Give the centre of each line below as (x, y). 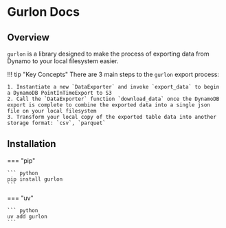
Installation (32, 144)
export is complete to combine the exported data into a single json (109, 105)
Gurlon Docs (44, 12)
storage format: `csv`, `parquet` (57, 123)
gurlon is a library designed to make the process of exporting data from (108, 54)
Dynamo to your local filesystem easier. (63, 61)
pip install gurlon (35, 179)
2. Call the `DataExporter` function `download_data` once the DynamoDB (113, 99)
